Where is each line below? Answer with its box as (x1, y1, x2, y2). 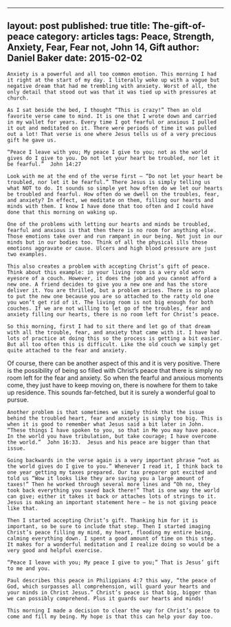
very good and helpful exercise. (7, 547, 103, 554)
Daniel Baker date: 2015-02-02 (7, 52, 143, 64)
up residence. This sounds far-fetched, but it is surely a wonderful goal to (7, 388, 216, 396)
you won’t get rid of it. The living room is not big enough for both (7, 299, 214, 306)
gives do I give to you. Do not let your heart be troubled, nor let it (7, 155, 220, 161)
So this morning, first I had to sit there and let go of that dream (7, 323, 211, 330)
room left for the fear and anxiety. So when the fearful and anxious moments (7, 374, 223, 382)
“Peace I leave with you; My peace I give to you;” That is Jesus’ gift (7, 559, 220, 566)
